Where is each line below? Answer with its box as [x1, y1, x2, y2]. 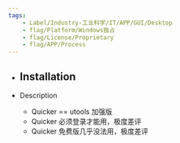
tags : [8, 11, 26, 20]
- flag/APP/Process [22, 41, 86, 49]
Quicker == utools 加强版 [31, 107, 112, 116]
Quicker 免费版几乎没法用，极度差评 [31, 126, 149, 136]
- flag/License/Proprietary [22, 33, 114, 42]
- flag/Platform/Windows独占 [22, 26, 116, 34]
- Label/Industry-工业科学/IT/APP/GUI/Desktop [22, 19, 173, 27]
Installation [19, 70, 76, 83]
